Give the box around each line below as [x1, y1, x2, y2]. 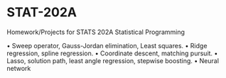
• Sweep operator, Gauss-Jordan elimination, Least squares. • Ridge [6, 41, 208, 50]
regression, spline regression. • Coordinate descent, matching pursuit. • [6, 49, 218, 57]
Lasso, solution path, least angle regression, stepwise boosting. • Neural [6, 56, 220, 65]
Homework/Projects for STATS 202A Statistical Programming [6, 28, 185, 36]
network [6, 64, 31, 72]
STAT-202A [6, 4, 77, 21]
